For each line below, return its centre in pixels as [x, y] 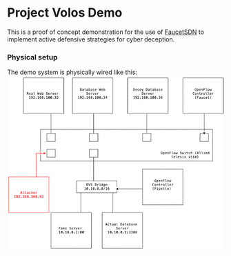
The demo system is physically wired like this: [72, 72]
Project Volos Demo [65, 13]
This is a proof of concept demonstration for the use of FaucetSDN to [106, 32]
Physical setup [32, 57]
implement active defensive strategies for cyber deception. [91, 39]
